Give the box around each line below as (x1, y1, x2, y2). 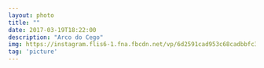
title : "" (8, 19, 41, 27)
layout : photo (8, 11, 55, 20)
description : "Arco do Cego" (8, 33, 104, 41)
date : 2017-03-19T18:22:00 (8, 26, 97, 34)
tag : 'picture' (8, 48, 58, 55)
